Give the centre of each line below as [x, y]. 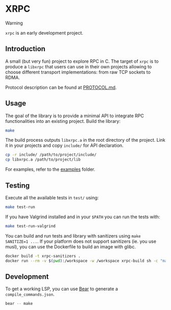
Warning [14, 23]
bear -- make [19, 304]
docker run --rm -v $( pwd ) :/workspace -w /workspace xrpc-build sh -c [82, 261]
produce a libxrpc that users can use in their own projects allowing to [79, 66]
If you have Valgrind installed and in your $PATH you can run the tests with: [83, 217]
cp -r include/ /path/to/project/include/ [51, 155]
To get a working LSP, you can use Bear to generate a [62, 289]
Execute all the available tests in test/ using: [52, 198]
